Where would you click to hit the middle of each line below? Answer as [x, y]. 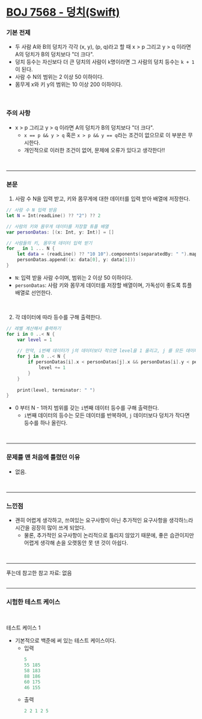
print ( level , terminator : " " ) [56, 390]
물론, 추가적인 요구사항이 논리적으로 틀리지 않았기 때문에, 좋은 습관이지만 [109, 535]
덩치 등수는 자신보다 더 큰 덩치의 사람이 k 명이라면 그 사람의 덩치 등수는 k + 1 [105, 62]
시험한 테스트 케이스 [33, 602]
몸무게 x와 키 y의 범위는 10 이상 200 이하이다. [69, 84]
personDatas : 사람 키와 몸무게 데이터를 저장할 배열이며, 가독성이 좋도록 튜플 [103, 285]
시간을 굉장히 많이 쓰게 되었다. [50, 528]
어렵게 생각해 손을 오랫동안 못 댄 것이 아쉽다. [76, 543]
